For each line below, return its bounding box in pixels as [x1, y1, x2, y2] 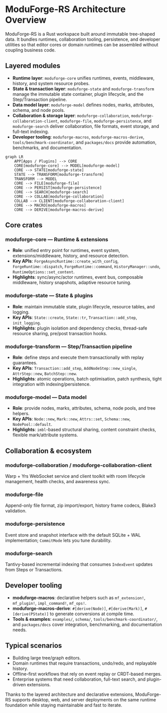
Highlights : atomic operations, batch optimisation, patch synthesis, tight [12, 376, 162, 382]
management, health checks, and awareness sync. [5, 479, 110, 485]
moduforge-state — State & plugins [5, 292, 93, 299]
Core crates [5, 221, 43, 230]
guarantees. [12, 360, 38, 366]
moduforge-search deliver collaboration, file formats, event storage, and [12, 123, 159, 129]
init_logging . [12, 319, 41, 326]
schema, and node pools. [12, 107, 65, 113]
